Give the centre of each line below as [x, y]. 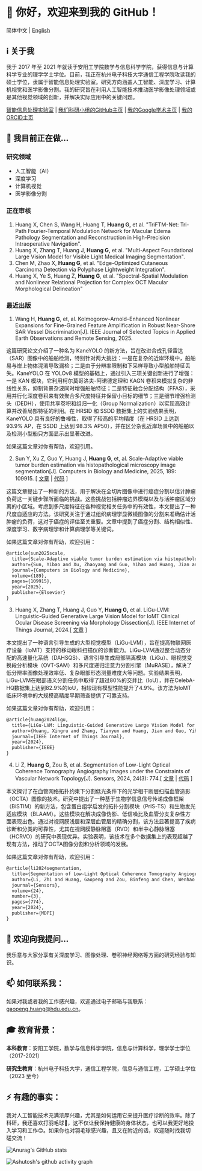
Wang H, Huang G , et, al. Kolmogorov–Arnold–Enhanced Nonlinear [97, 319]
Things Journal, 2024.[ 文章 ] [51, 630]
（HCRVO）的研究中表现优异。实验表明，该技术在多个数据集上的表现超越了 [100, 837]
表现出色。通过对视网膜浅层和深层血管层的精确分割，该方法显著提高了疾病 [103, 822]
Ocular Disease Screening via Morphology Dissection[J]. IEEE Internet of [105, 622]
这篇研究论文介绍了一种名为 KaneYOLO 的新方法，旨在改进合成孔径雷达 [95, 351]
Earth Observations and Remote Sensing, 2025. [74, 338]
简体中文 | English [28, 30]
